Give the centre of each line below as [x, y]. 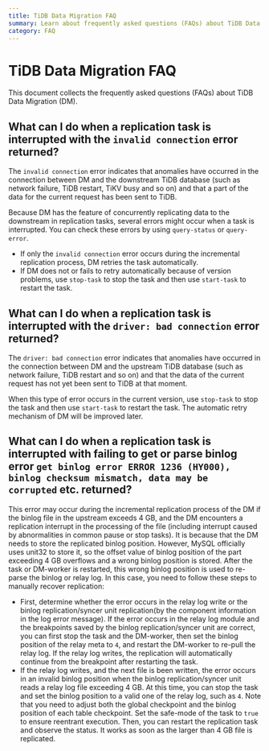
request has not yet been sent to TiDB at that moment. [98, 383]
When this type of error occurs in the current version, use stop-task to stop [133, 398]
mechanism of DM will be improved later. [76, 416]
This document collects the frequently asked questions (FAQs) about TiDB [131, 93]
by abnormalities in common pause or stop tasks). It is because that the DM [133, 534]
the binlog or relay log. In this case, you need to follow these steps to [143, 577]
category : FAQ [32, 31]
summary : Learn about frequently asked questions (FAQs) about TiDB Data [134, 23]
